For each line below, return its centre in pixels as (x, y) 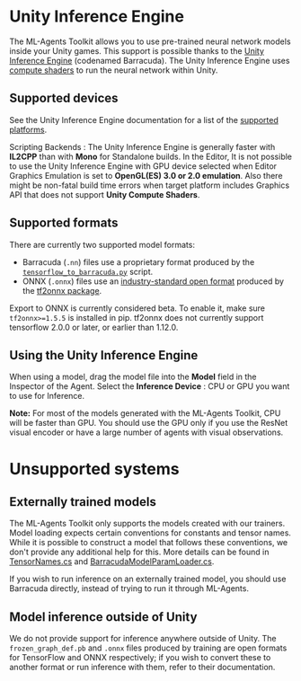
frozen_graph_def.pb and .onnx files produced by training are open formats (148, 648)
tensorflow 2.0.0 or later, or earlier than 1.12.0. (94, 327)
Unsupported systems (94, 469)
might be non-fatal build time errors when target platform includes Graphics (150, 185)
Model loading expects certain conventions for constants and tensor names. (150, 533)
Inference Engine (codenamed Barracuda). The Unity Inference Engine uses (150, 60)
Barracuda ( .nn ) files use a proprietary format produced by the (138, 261)
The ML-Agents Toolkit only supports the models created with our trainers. (147, 524)
